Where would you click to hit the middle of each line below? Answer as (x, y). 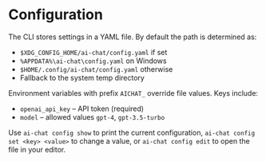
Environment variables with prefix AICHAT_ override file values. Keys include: (133, 93)
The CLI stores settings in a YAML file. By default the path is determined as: (133, 37)
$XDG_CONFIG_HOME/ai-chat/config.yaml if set (93, 52)
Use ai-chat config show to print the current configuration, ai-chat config (132, 132)
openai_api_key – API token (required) (82, 109)
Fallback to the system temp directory (82, 77)
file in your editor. (37, 149)
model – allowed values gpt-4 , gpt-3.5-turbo (92, 117)
